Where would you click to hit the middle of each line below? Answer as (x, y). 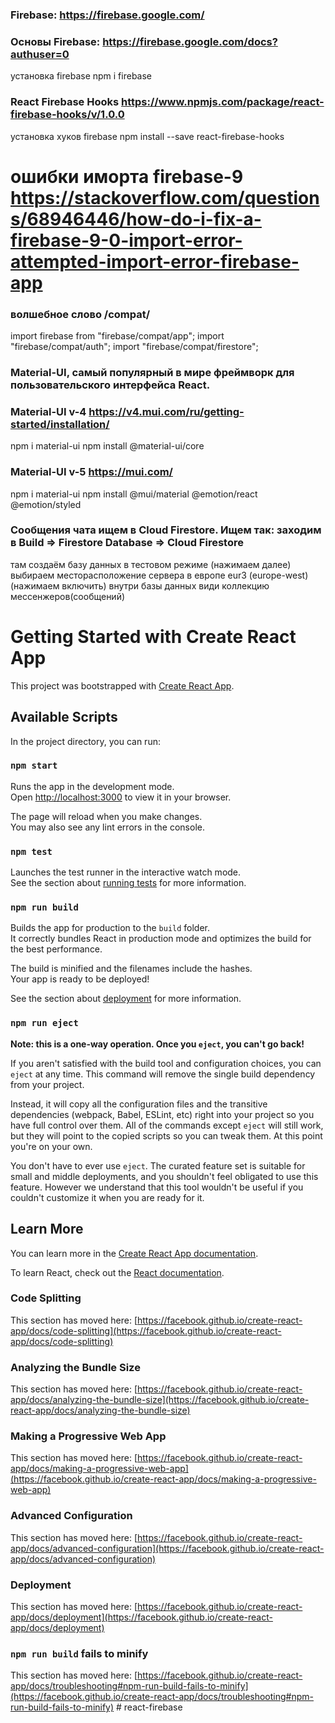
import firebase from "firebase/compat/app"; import (117, 336)
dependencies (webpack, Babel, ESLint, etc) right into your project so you (162, 1114)
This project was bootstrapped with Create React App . (122, 685)
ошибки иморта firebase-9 (127, 176)
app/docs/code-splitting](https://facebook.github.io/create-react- (146, 1330)
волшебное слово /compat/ (80, 314)
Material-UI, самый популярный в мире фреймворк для (152, 372)
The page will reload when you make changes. (106, 816)
